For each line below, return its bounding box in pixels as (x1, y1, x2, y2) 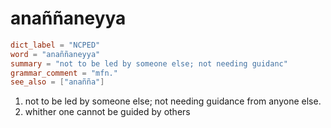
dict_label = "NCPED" (10, 40, 101, 50)
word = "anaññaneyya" (10, 49, 101, 59)
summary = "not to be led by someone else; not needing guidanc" (10, 58, 288, 69)
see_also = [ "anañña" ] (10, 77, 105, 87)
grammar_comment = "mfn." (10, 68, 118, 78)
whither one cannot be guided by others (24, 106, 191, 118)
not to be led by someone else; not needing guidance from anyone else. (24, 95, 322, 107)
